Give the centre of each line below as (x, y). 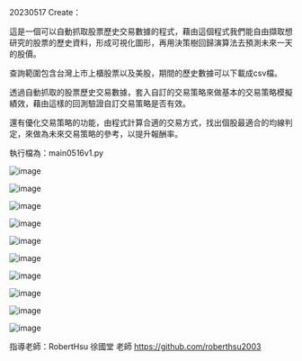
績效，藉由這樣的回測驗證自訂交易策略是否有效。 (100, 104)
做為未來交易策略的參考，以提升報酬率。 (107, 134)
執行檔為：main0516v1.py (57, 153)
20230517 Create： (45, 12)
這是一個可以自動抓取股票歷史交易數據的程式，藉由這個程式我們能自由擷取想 (151, 32)
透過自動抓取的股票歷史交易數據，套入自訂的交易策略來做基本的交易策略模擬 (151, 92)
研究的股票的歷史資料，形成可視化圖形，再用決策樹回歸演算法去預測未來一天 (151, 43)
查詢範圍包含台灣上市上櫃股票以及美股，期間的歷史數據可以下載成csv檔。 (146, 73)
